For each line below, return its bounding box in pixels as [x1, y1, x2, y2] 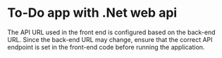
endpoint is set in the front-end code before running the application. [7, 43, 205, 51]
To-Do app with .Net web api [7, 5, 178, 21]
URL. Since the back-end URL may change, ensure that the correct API [7, 35, 213, 43]
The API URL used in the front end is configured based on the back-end [7, 28, 216, 36]
